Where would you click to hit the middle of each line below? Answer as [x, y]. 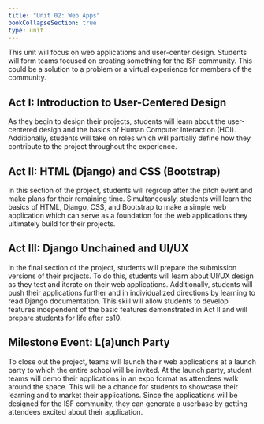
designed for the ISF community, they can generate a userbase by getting [128, 404]
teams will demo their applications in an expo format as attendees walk [123, 378]
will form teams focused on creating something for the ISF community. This [130, 61]
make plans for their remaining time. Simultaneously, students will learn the [130, 199]
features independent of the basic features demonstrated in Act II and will [128, 309]
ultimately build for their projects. [62, 224]
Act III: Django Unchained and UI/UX [99, 249]
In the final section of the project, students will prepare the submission [123, 267]
